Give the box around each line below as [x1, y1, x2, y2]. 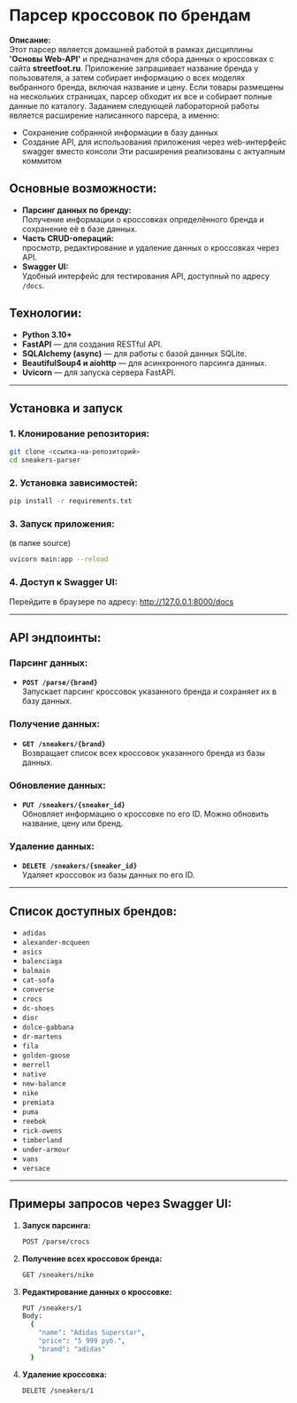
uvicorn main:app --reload [9, 555, 109, 564]
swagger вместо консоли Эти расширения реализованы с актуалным [21, 145, 286, 156]
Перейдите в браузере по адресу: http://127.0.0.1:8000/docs [9, 596, 234, 607]
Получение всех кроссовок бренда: [21, 1253, 163, 1264]
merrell [21, 1061, 50, 1070]
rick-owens [21, 1126, 63, 1135]
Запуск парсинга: [21, 1220, 91, 1230]
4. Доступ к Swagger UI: [9, 576, 118, 588]
